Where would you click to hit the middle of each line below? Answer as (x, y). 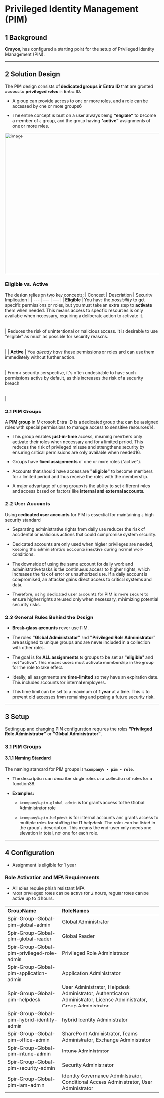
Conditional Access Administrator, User (107, 1082)
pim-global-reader (30, 939)
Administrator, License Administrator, (105, 1000)
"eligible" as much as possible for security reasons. (57, 337)
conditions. (23, 554)
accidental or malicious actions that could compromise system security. (84, 534)
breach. (13, 383)
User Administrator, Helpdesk (96, 987)
